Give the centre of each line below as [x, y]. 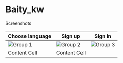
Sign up [71, 36]
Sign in [103, 36]
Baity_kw [25, 9]
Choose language [30, 36]
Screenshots [18, 23]
